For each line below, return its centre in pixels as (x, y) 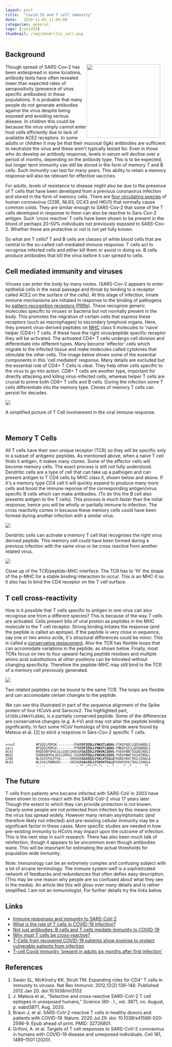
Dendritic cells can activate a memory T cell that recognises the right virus (84, 535)
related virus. (19, 551)
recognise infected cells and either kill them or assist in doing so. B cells (81, 250)
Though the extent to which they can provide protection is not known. (79, 804)
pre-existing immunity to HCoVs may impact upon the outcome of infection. (85, 831)
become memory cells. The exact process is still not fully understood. (79, 467)
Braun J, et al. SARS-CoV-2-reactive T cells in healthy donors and (82, 1012)
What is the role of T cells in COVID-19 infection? (64, 924)
